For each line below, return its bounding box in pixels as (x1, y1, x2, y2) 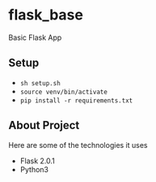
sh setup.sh (19, 79, 61, 87)
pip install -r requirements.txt (19, 96, 133, 105)
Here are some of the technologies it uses (8, 140, 148, 149)
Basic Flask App (8, 32, 62, 42)
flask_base (8, 6, 83, 24)
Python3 (19, 164, 48, 174)
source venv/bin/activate (19, 88, 108, 96)
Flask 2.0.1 (19, 156, 55, 166)
